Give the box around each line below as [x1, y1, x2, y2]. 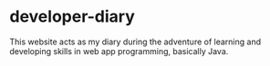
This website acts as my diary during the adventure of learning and [9, 36, 262, 47]
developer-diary [9, 6, 135, 27]
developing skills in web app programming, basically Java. [9, 45, 229, 56]
